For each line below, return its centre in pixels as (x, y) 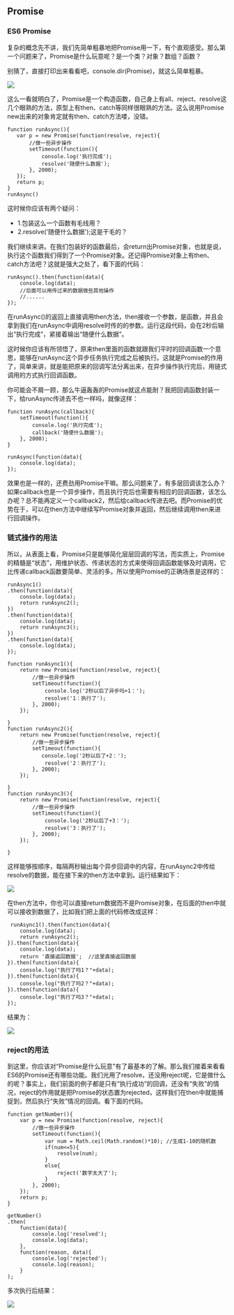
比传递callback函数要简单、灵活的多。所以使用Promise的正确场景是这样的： (116, 571)
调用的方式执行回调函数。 (44, 375)
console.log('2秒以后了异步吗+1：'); (95, 691)
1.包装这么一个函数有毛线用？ (59, 223)
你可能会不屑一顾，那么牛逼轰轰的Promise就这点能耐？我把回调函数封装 (110, 390)
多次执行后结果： (32, 1291)
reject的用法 (28, 1049)
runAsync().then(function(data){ (56, 277)
